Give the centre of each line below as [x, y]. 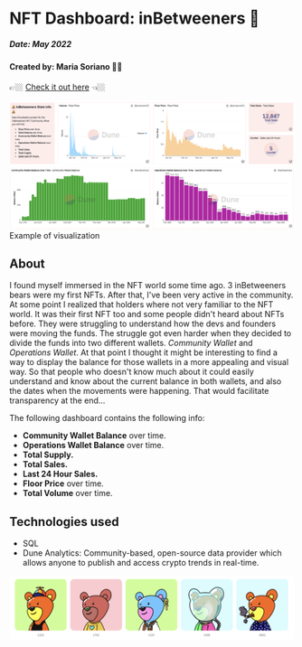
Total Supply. [48, 455]
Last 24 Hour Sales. [60, 474]
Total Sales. [45, 464]
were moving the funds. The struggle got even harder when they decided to [151, 333]
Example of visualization [55, 235]
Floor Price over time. [63, 483]
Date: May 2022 [41, 43]
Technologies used [64, 522]
